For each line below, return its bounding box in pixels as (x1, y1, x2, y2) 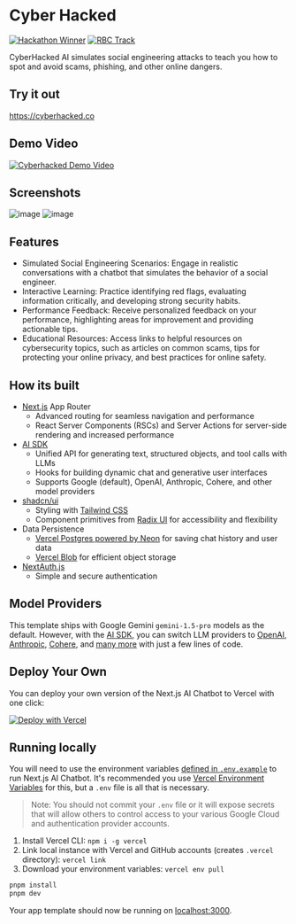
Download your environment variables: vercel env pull (21, 864, 225, 874)
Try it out (9, 87, 60, 102)
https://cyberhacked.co (9, 110, 95, 120)
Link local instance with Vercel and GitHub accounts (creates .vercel (21, 845, 274, 856)
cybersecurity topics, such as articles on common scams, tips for (21, 343, 261, 353)
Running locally (9, 741, 97, 756)
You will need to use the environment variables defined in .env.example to (9, 764, 277, 774)
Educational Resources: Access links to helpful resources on (21, 333, 243, 344)
